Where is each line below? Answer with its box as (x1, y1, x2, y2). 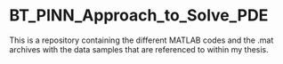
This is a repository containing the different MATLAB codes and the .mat (9, 35, 274, 45)
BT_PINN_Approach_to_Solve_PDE (9, 5, 269, 26)
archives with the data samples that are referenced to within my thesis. (9, 44, 269, 54)
